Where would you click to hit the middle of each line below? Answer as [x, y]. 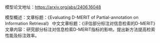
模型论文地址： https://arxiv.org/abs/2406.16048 [53, 7]
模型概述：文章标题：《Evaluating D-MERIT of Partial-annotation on [72, 17]
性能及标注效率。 [22, 36]
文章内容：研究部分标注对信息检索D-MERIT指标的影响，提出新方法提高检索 [80, 29]
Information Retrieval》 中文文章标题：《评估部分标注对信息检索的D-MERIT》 [81, 23]
